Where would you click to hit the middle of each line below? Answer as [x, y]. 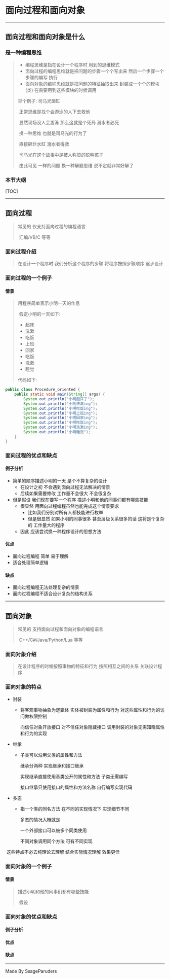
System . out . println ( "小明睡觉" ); [57, 432]
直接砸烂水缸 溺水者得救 [44, 144]
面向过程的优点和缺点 [31, 456]
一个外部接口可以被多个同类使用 [53, 830]
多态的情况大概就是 [40, 819]
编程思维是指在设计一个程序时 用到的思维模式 [72, 64]
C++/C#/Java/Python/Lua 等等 [51, 640]
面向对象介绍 [21, 654]
